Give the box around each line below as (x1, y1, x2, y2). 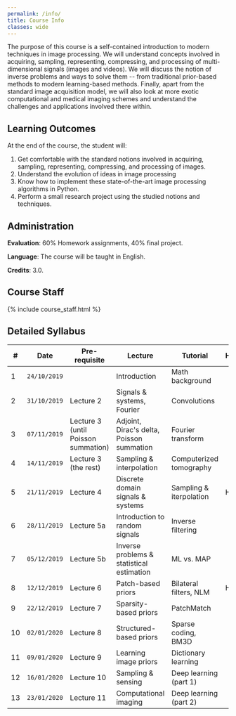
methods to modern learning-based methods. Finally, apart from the (7, 80, 204, 89)
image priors (115, 656, 158, 666)
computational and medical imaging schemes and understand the (7, 95, 197, 103)
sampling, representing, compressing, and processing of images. (17, 162, 206, 171)
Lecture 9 (70, 652, 102, 662)
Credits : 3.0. (7, 266, 44, 274)
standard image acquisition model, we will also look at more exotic (7, 87, 199, 96)
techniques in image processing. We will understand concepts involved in (7, 50, 220, 58)
